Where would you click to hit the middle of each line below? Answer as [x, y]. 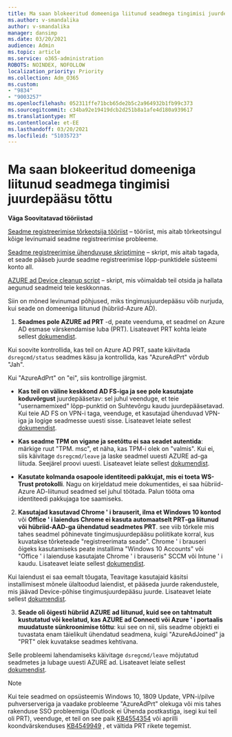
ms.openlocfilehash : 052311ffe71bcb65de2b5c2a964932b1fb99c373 [101, 104]
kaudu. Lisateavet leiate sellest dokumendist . [82, 564]
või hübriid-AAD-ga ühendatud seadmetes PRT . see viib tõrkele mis [116, 527]
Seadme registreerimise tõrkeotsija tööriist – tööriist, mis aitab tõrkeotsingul [115, 231]
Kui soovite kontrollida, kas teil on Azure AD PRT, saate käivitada [99, 350]
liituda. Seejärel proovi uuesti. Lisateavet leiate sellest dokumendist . [114, 463]
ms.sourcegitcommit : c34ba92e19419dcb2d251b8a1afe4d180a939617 [101, 110]
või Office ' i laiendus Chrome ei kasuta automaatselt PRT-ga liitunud [118, 519]
